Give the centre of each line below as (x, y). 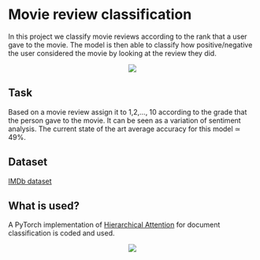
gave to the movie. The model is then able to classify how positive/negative (130, 44)
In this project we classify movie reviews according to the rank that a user (128, 36)
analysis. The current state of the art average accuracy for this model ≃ (124, 129)
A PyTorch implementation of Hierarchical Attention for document (114, 225)
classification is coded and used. (61, 233)
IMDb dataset (30, 181)
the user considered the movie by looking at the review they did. (112, 53)
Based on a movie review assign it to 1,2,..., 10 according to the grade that (128, 111)
